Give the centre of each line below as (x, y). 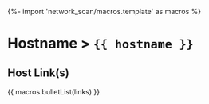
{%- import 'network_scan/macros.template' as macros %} (104, 12)
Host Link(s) (38, 73)
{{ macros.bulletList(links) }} (54, 92)
